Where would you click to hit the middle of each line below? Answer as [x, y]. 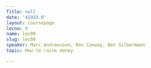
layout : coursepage [30, 23]
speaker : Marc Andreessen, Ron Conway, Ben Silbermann [76, 45]
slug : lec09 [21, 39]
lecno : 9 [17, 28]
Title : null [21, 12]
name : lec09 [21, 34]
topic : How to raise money [40, 51]
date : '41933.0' [26, 17]
